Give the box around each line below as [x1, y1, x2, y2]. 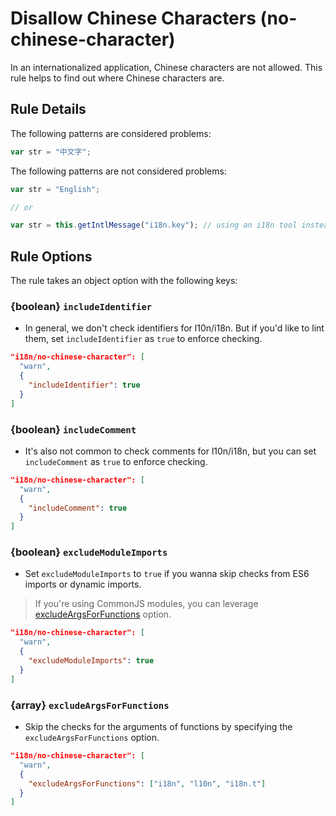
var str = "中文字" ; [10, 147, 92, 157]
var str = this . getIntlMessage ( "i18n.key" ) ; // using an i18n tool [10, 220, 298, 231]
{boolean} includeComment [10, 422, 137, 436]
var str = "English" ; [10, 184, 101, 194]
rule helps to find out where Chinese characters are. [10, 72, 225, 84]
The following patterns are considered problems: [10, 127, 212, 139]
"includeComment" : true [28, 503, 128, 513]
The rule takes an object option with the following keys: [10, 275, 238, 287]
